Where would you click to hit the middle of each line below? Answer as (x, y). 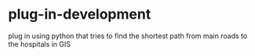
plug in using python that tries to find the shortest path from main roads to (128, 36)
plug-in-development (80, 14)
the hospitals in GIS (39, 44)
